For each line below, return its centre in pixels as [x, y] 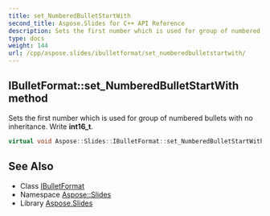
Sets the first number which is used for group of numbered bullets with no [131, 118]
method [28, 99]
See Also [31, 166]
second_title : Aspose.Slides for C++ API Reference [96, 23]
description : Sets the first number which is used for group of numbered [135, 31]
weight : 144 [28, 46]
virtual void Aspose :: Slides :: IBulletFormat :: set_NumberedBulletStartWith [136, 141]
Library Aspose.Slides [56, 203]
